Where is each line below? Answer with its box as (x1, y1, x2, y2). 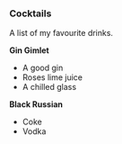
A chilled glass (22, 82, 77, 93)
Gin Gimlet (9, 45, 49, 56)
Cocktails (9, 7, 52, 20)
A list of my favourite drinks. (9, 28, 114, 39)
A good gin (22, 62, 64, 74)
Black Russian (9, 99, 64, 110)
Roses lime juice (22, 72, 83, 83)
